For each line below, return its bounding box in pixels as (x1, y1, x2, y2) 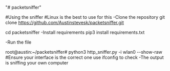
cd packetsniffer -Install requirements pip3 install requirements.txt (5, 29, 145, 35)
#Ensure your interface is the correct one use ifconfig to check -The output (5, 54, 164, 60)
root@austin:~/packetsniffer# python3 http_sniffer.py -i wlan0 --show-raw (5, 49, 162, 55)
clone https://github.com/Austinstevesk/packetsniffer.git (5, 20, 124, 25)
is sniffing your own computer (5, 60, 69, 65)
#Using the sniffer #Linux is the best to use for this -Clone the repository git (5, 14, 165, 20)
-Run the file (5, 39, 32, 45)
